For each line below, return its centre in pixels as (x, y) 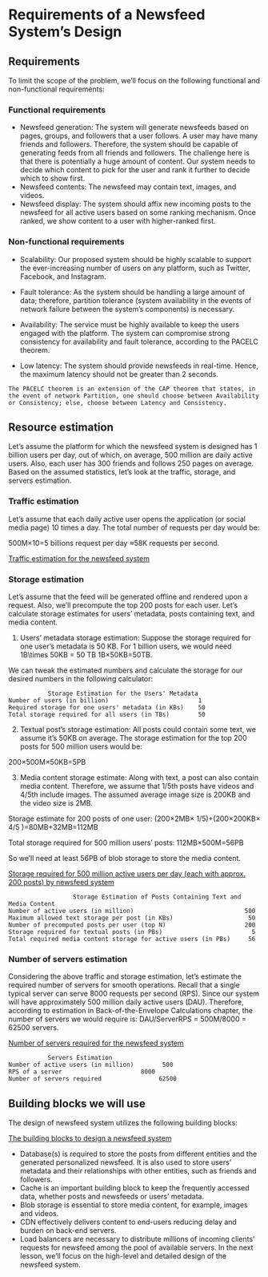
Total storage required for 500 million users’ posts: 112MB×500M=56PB (126, 843)
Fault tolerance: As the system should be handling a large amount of (132, 292)
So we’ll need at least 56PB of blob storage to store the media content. (125, 858)
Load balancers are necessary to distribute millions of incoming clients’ (137, 1239)
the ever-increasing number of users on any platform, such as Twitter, (135, 268)
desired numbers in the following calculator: (81, 679)
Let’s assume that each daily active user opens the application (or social (127, 519)
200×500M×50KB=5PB (47, 762)
